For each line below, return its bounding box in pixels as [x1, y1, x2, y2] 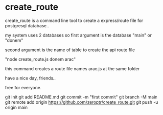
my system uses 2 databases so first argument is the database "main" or [5, 32, 152, 38]
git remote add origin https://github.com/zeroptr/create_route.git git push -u [5, 99, 158, 105]
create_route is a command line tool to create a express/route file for [5, 18, 143, 23]
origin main [5, 104, 28, 110]
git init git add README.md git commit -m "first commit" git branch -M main [5, 94, 158, 100]
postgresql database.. [5, 22, 49, 28]
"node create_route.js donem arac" [5, 56, 76, 62]
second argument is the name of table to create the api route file [5, 47, 135, 53]
